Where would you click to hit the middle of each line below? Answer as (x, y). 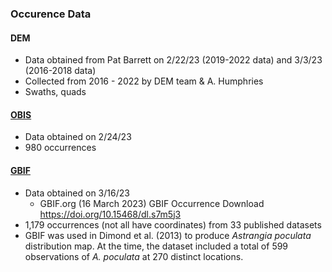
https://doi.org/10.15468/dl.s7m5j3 (110, 214)
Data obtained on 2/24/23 (78, 137)
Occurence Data (51, 14)
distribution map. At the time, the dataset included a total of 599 (156, 246)
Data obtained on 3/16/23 (77, 193)
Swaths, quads (55, 92)
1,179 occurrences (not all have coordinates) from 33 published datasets (173, 224)
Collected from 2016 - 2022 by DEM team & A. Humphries (144, 81)
